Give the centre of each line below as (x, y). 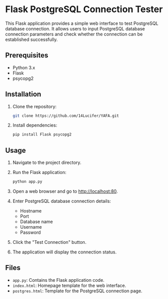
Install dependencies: (35, 125)
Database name (36, 222)
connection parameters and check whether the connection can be (74, 34)
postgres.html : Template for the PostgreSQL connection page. (77, 291)
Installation (23, 94)
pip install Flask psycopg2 (42, 135)
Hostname (31, 211)
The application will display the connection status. (65, 252)
